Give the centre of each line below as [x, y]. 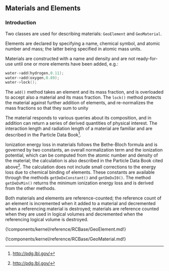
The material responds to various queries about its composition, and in [78, 118]
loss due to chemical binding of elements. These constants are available [80, 172]
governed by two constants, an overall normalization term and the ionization [84, 150]
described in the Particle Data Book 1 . [43, 134]
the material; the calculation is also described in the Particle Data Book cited [84, 160]
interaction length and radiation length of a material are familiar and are [79, 128]
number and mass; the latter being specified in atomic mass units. [73, 49]
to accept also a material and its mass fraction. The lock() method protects [83, 97]
